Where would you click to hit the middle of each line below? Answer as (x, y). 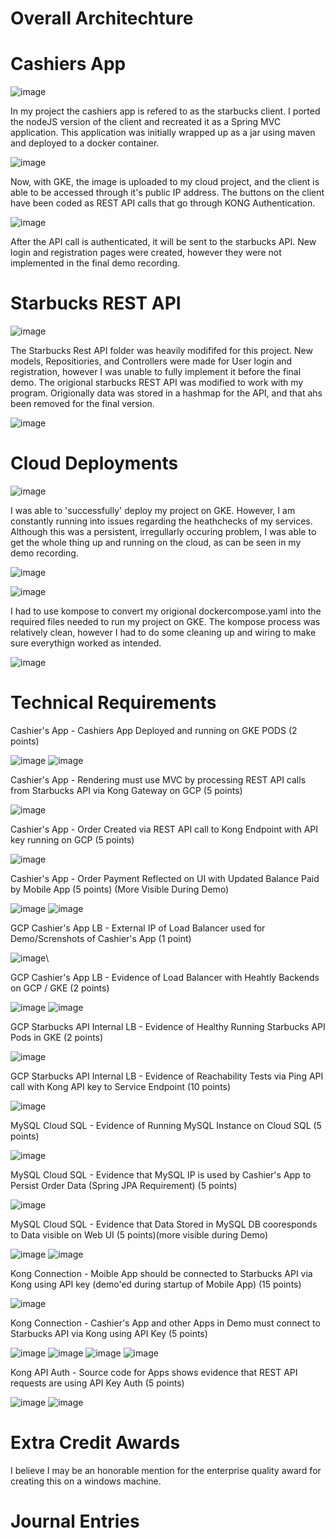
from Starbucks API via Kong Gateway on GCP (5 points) (126, 790)
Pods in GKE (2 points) (57, 1037)
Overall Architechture (102, 18)
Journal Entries (75, 1521)
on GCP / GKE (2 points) (60, 988)
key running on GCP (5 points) (72, 839)
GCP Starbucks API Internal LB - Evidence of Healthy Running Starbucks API (168, 1026)
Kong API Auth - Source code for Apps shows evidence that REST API (154, 1372)
